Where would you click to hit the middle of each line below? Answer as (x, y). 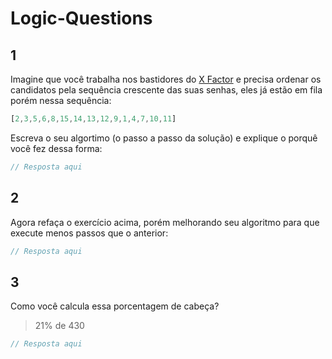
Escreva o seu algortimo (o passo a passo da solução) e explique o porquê (164, 138)
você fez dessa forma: (56, 148)
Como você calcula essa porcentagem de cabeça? (115, 306)
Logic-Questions (81, 18)
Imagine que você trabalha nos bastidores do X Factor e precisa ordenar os (166, 79)
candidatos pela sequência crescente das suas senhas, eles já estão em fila (166, 90)
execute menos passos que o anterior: (89, 233)
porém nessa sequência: (61, 100)
